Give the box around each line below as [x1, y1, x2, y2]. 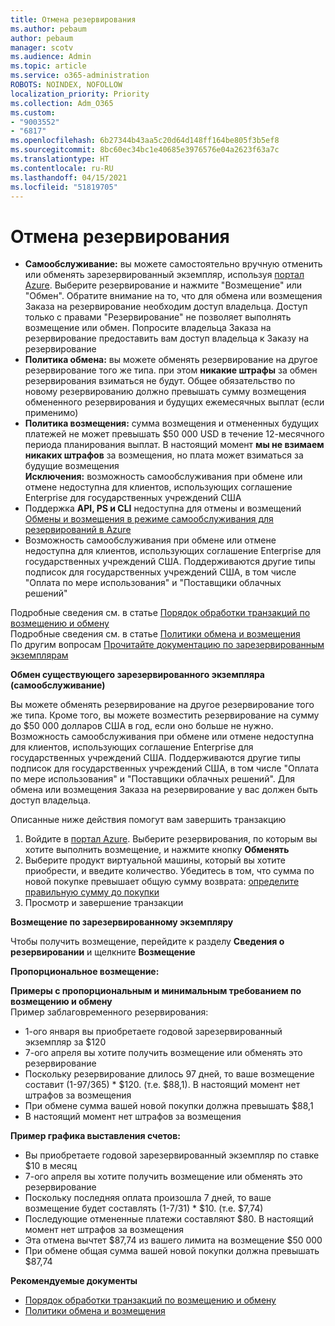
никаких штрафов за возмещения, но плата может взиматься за [24, 449, 304, 461]
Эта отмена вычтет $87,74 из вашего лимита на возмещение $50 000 [24, 1234, 323, 1246]
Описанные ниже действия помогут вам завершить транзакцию [10, 814, 287, 826]
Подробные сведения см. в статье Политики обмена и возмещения [10, 628, 301, 640]
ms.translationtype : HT [10, 154, 110, 164]
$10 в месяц [24, 1160, 78, 1172]
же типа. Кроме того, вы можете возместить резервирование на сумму [10, 709, 320, 721]
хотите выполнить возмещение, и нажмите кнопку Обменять [24, 844, 290, 856]
